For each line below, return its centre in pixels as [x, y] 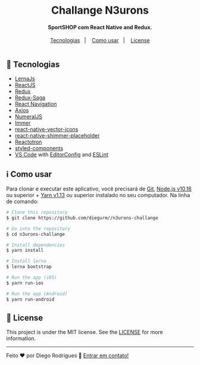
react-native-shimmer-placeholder [57, 136]
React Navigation [36, 104]
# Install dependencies [36, 245]
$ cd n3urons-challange [36, 234]
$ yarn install [25, 251]
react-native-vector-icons [46, 129]
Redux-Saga [30, 98]
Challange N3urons [100, 10]
